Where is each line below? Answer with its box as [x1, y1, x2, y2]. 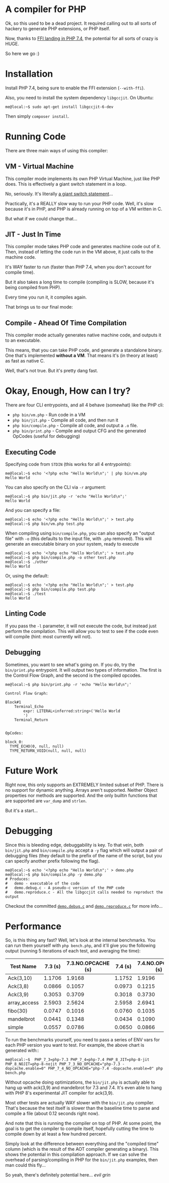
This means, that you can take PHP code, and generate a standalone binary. [5, 347, 162, 353]
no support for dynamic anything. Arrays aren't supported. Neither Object [5, 787, 158, 793]
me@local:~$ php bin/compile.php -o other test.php [5, 555, 116, 560]
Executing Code [5, 448, 56, 456]
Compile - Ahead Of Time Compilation [5, 319, 127, 327]
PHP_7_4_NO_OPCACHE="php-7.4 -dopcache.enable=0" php [48, 1066, 163, 1071]
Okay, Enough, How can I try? [5, 385, 131, 397]
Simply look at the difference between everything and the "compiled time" [5, 1141, 159, 1147]
